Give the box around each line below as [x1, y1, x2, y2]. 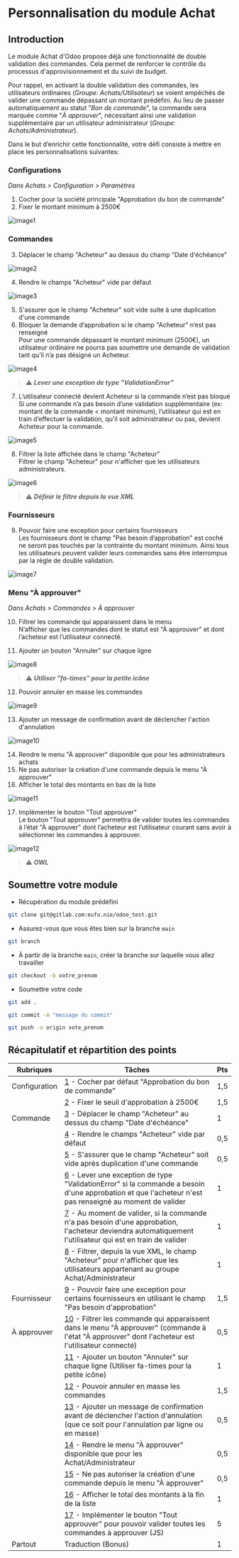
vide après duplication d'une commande [64, 1159, 199, 1169]
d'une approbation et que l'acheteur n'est [64, 1188, 203, 1198]
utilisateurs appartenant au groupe [64, 1264, 179, 1274]
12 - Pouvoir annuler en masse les [64, 1381, 180, 1391]
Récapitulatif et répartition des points [8, 1044, 177, 1056]
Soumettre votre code [18, 985, 83, 993]
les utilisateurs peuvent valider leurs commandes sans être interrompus [18, 548, 228, 557]
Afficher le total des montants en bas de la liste [18, 780, 156, 789]
